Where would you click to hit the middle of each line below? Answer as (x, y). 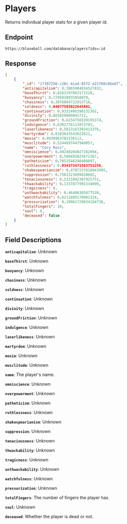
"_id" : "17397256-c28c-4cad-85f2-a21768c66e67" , (73, 84)
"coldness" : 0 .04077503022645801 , (57, 106)
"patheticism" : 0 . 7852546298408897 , (60, 161)
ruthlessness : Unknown (29, 413)
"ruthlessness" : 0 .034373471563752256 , (63, 166)
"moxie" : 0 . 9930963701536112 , (53, 138)
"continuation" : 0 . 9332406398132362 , (61, 111)
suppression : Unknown (28, 431)
